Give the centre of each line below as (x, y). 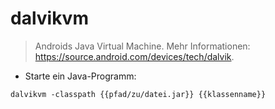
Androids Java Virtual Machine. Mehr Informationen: (142, 46)
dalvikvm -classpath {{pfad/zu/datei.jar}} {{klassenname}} (138, 94)
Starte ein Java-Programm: (80, 76)
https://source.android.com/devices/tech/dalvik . (134, 56)
